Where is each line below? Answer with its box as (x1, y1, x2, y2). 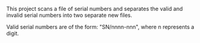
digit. (6, 30, 20, 37)
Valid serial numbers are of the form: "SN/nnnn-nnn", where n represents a (6, 24, 195, 30)
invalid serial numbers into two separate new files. (6, 12, 132, 19)
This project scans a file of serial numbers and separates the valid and (6, 5, 183, 12)
